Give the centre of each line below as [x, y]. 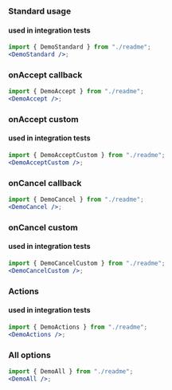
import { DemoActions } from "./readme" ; [78, 327]
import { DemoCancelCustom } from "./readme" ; [87, 263]
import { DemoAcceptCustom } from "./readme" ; [87, 156]
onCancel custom [43, 227]
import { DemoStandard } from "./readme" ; [80, 47]
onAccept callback [45, 75]
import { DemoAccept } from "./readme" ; [76, 92]
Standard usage [40, 11]
